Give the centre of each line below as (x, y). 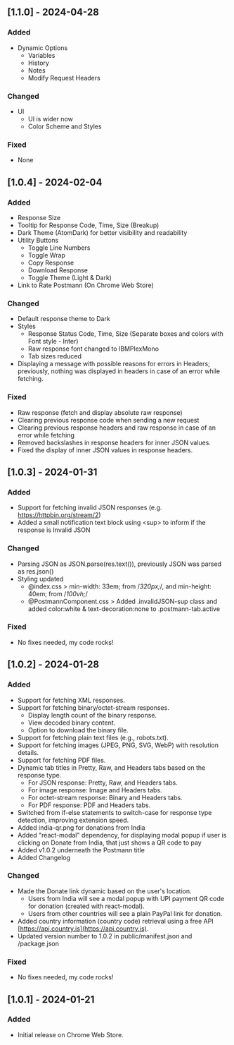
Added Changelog (44, 857)
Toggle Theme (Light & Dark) (70, 277)
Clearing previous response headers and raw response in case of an (117, 428)
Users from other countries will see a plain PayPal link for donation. (125, 913)
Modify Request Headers (64, 78)
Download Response (58, 270)
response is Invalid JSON (54, 530)
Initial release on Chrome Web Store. (71, 1034)
